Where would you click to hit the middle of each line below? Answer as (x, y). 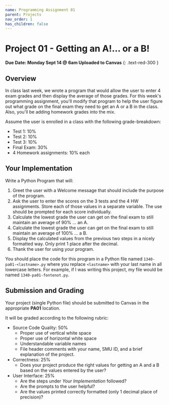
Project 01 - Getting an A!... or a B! (77, 49)
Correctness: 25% (31, 359)
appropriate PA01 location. (33, 308)
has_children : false (27, 24)
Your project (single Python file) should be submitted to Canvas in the (77, 302)
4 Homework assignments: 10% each (51, 153)
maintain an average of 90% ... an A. (50, 222)
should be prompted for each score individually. (62, 212)
